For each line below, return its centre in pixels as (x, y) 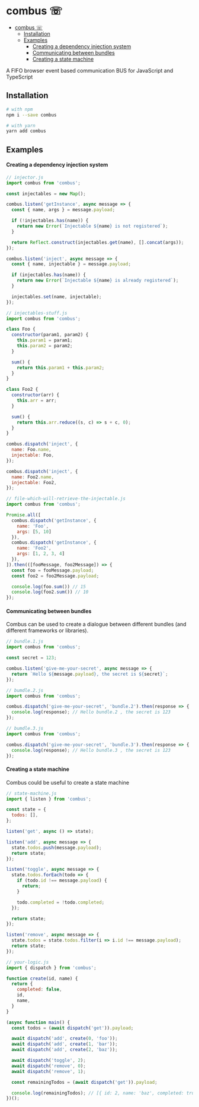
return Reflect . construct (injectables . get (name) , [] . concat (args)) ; (98, 242)
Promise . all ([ (24, 515)
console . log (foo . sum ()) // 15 (49, 587)
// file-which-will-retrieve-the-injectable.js (66, 499)
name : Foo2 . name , (33, 477)
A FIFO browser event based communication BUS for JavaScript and (90, 70)
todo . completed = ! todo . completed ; (61, 902)
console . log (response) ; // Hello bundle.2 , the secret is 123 (91, 712)
